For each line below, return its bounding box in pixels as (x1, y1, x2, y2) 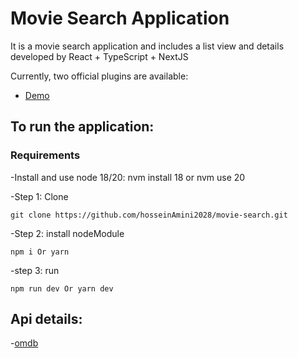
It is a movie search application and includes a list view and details (10, 40, 285, 52)
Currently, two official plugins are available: (10, 70, 189, 82)
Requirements (10, 148, 81, 162)
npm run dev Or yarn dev (10, 283, 114, 294)
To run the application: (10, 118, 155, 136)
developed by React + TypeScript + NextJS (10, 50, 189, 62)
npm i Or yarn (10, 247, 70, 257)
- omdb (10, 337, 39, 349)
